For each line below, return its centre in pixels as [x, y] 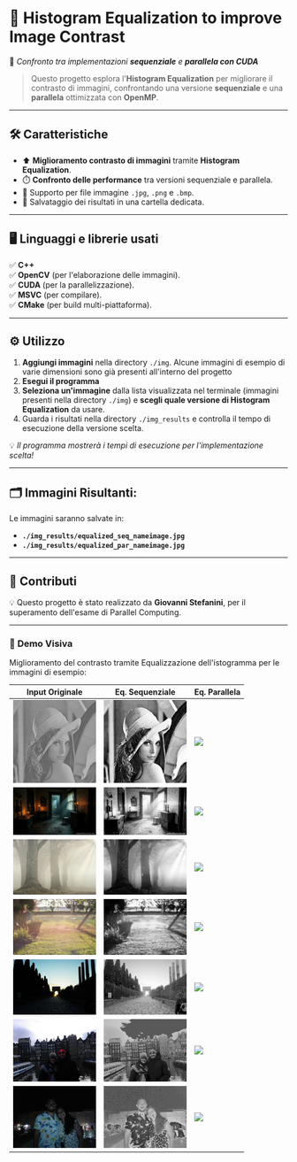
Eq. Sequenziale [145, 692]
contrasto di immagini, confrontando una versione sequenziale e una [157, 88]
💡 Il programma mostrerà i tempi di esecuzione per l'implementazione [136, 445]
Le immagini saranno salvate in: [67, 519]
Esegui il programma [61, 381]
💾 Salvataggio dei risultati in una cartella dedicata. [113, 202]
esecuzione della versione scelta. [83, 428]
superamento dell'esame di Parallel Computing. [95, 612]
